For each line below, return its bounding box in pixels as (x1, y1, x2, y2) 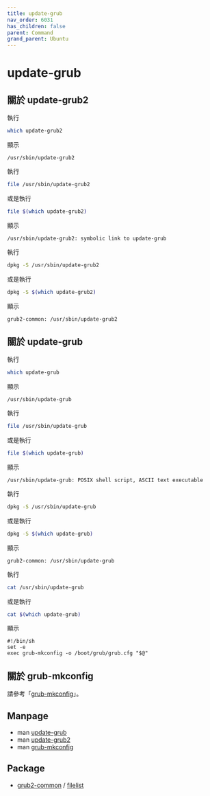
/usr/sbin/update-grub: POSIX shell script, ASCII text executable (7, 477, 204, 484)
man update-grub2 (16, 736, 70, 744)
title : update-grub (7, 10, 63, 17)
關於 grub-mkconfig (7, 670, 94, 682)
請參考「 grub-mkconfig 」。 (7, 690, 83, 698)
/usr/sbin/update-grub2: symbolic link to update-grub (7, 235, 167, 242)
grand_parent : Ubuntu (7, 36, 69, 43)
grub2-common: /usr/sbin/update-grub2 (7, 315, 118, 323)
